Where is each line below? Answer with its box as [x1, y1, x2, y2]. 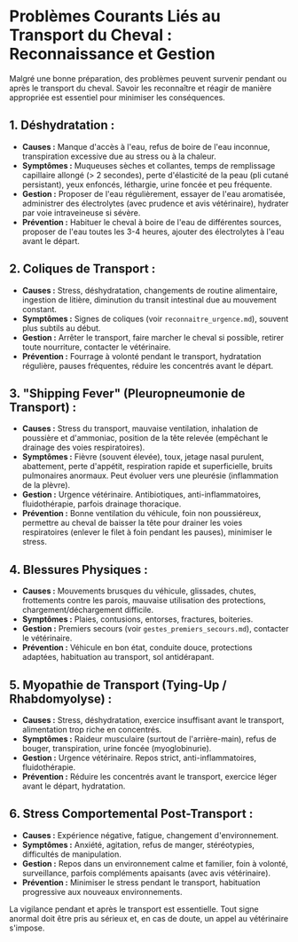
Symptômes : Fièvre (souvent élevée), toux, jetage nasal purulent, [21, 451, 264, 462]
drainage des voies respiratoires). [21, 442, 145, 453]
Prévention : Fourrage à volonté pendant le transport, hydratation [21, 350, 262, 361]
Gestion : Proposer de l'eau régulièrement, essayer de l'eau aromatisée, [21, 188, 286, 199]
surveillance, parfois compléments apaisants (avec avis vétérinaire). [21, 867, 271, 878]
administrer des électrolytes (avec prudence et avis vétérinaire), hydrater [21, 198, 289, 208]
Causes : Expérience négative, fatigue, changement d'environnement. [21, 829, 279, 840]
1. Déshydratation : [9, 118, 115, 133]
